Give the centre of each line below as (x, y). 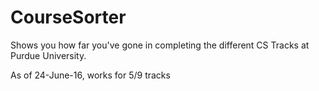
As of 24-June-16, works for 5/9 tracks (90, 75)
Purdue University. (48, 55)
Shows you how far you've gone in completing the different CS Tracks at (160, 45)
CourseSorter (68, 17)
